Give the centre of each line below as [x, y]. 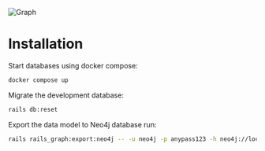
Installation [46, 44]
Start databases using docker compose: [73, 65]
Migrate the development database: [66, 95]
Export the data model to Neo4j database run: [82, 124]
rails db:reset [33, 109]
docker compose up [38, 80]
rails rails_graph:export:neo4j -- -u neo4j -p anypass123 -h [112, 139]
